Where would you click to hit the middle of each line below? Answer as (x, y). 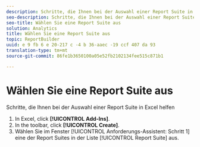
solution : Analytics (32, 28)
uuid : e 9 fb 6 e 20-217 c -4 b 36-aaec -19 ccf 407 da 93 (81, 45)
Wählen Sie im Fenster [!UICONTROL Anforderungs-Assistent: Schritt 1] (102, 131)
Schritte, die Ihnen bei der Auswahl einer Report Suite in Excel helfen (90, 107)
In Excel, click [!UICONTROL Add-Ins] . (62, 118)
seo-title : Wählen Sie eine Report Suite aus (63, 23)
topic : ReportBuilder (33, 39)
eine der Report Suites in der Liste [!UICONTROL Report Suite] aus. (97, 137)
